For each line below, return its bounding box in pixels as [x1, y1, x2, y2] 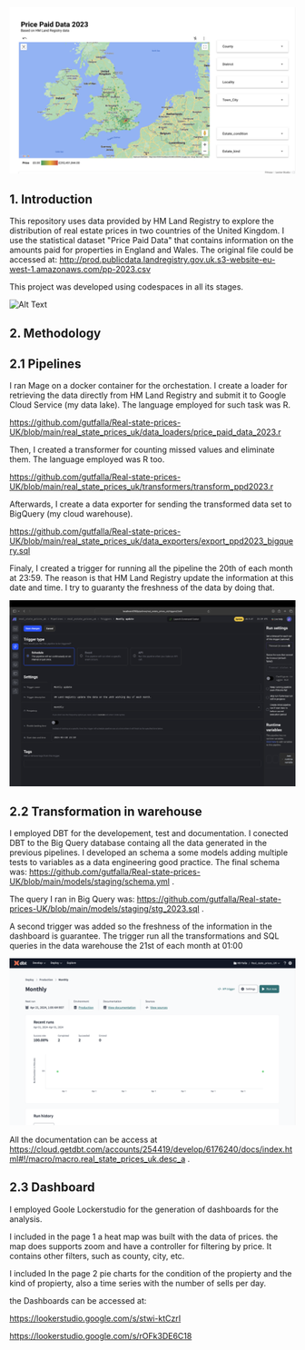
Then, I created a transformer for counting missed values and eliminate [9, 444, 275, 456]
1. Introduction [9, 192, 93, 207]
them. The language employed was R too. [9, 454, 165, 465]
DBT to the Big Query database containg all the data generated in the [9, 838, 268, 849]
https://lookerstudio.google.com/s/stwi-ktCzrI [9, 1313, 182, 1324]
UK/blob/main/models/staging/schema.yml [9, 876, 171, 887]
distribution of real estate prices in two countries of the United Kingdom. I [9, 225, 284, 236]
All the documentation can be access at [9, 1134, 158, 1145]
